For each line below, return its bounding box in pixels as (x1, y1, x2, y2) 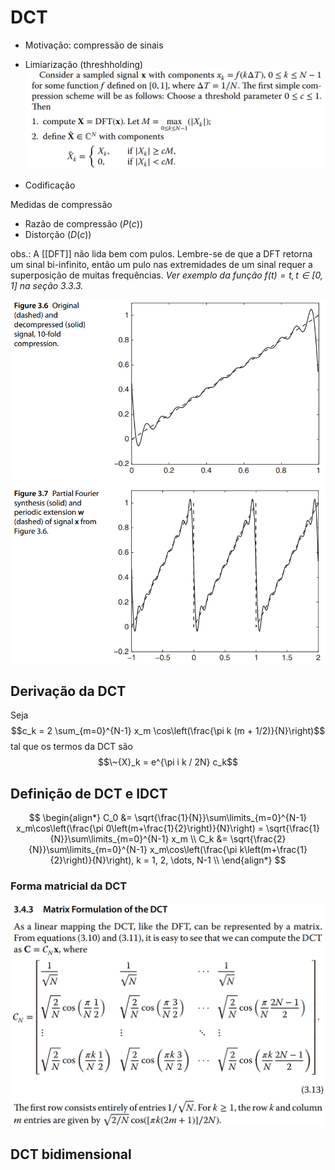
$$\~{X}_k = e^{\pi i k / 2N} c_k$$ (97, 756, 239, 768)
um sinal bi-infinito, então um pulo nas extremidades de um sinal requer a (10, 259, 313, 271)
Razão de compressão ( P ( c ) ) (24, 218, 144, 230)
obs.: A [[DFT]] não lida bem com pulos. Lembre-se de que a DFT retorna (10, 248, 313, 260)
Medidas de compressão (10, 199, 113, 211)
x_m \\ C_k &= (171, 833, 228, 845)
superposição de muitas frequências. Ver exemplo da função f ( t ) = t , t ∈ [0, (10, 269, 323, 281)
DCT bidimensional (10, 1146, 132, 1163)
